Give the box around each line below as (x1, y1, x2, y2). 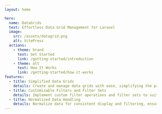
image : (9, 30, 22, 34)
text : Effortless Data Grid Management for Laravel (9, 25, 116, 30)
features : (4, 75, 25, 80)
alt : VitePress (13, 38, 44, 44)
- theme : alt (13, 61, 40, 66)
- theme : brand (13, 47, 44, 52)
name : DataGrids (9, 20, 42, 25)
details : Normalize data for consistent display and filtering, (13, 101, 146, 107)
